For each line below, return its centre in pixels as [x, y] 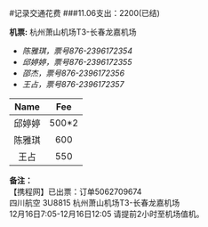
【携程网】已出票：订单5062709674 [76, 191]
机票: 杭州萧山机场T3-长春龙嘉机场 [73, 32]
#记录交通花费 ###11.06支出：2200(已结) [84, 13]
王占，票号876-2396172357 [73, 84]
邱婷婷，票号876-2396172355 [77, 62]
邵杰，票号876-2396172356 [73, 73]
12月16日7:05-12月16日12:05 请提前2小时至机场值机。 [107, 214]
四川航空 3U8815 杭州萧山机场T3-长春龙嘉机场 [95, 203]
